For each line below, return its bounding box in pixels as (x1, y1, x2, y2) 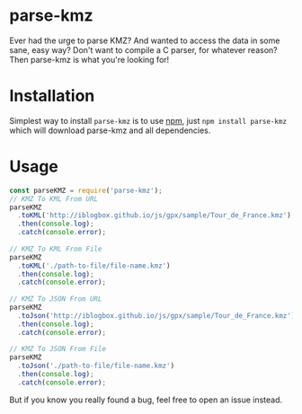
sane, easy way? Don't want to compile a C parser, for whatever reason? (9, 44, 278, 55)
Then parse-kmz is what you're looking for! (9, 54, 170, 65)
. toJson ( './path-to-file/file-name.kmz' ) (17, 361, 175, 371)
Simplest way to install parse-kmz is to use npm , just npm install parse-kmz (9, 115, 288, 126)
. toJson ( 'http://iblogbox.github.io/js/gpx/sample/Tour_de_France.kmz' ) (17, 311, 296, 320)
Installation (9, 86, 95, 106)
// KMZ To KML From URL (9, 194, 99, 203)
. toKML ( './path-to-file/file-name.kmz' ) (17, 261, 171, 270)
